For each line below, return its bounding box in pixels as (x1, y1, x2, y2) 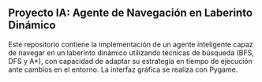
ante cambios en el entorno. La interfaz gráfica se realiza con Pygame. (8, 65, 238, 74)
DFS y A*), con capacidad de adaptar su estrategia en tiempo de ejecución (8, 56, 253, 65)
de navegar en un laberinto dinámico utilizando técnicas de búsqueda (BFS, (8, 47, 255, 58)
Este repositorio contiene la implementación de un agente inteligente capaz (8, 39, 254, 49)
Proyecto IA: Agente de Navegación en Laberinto (8, 6, 253, 20)
